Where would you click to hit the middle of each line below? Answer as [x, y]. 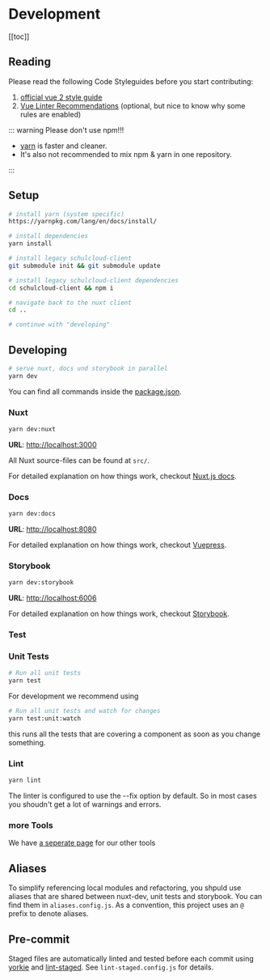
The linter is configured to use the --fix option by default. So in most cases [133, 796]
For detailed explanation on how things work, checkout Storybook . [119, 614]
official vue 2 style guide [61, 97]
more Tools [31, 825]
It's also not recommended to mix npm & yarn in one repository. [126, 154]
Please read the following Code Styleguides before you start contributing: [131, 81]
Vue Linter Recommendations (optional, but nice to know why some [133, 105]
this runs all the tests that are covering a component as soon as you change [135, 734]
